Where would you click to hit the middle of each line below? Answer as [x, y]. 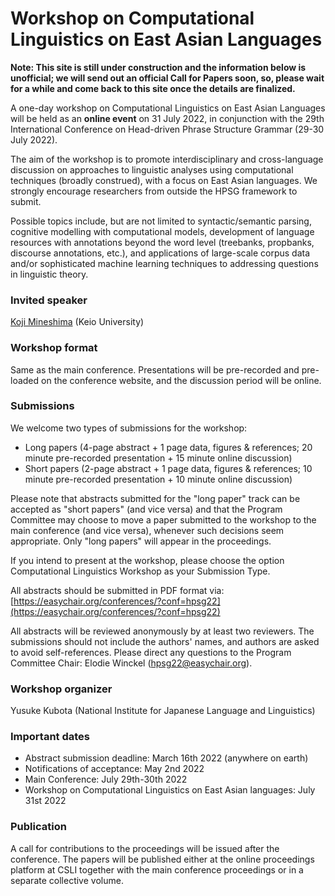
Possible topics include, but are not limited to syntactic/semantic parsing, [161, 221]
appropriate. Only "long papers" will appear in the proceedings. [141, 541]
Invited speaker [49, 300]
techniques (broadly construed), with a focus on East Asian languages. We [164, 180]
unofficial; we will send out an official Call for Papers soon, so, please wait [167, 78]
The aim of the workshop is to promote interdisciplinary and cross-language [167, 159]
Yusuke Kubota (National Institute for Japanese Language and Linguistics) [163, 711]
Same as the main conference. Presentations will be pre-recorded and [155, 369]
